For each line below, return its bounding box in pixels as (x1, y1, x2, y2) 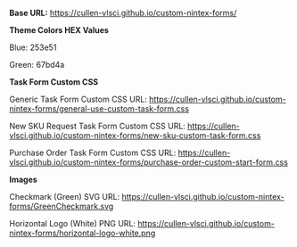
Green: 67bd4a (9, 60, 65, 70)
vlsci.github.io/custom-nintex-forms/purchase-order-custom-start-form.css (9, 157, 288, 168)
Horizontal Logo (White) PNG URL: (9, 218, 136, 228)
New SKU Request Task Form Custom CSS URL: (9, 120, 186, 131)
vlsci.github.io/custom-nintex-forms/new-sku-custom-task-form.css (9, 130, 261, 141)
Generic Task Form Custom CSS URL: (9, 94, 147, 104)
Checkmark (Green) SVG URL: (9, 192, 120, 202)
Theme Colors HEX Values (9, 25, 110, 35)
